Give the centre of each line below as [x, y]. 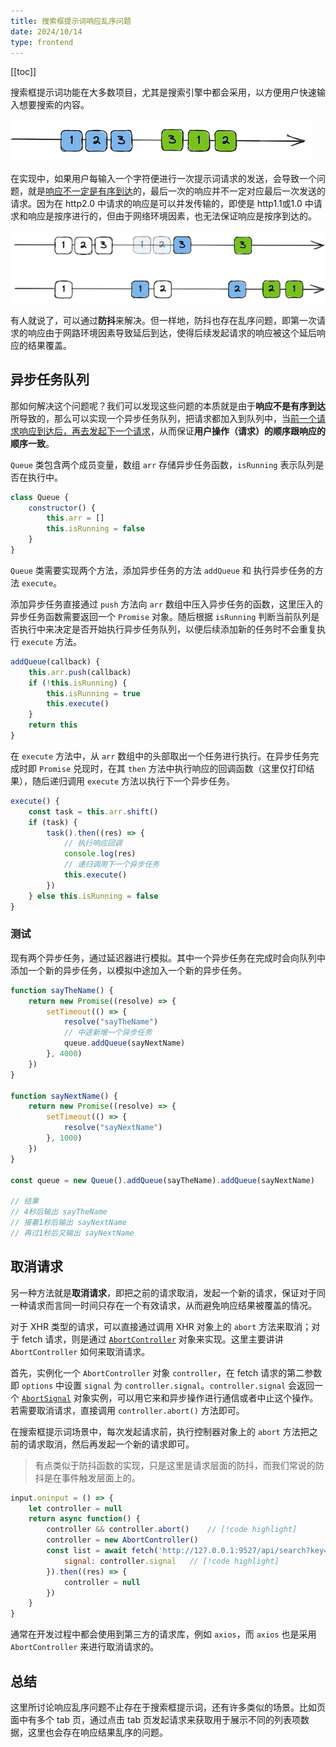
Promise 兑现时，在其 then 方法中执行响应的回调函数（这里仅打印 [172, 768]
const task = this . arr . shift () [93, 811]
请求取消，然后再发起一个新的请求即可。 [111, 1444]
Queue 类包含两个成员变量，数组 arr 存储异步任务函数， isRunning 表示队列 [163, 464]
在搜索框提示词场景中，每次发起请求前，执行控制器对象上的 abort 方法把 [160, 1431]
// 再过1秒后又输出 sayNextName [72, 1233]
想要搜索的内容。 [54, 105]
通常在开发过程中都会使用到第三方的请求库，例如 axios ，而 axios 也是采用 [163, 1634]
